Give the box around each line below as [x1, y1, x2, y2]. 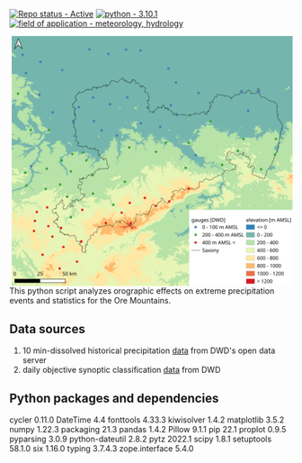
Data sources [9, 321, 85, 337]
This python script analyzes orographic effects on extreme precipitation [9, 286, 275, 296]
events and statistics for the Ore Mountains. [9, 295, 172, 306]
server [22, 355, 47, 366]
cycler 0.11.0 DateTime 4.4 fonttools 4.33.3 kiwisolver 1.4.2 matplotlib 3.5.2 [9, 414, 285, 425]
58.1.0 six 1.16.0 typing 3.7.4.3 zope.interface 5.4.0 [9, 442, 194, 454]
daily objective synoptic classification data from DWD [22, 365, 221, 376]
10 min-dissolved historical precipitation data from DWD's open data [22, 345, 276, 356]
